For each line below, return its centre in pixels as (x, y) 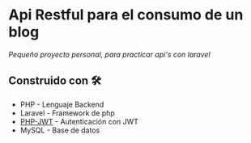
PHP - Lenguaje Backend (62, 104)
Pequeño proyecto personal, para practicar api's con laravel (109, 54)
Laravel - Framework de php (67, 113)
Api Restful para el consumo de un (126, 15)
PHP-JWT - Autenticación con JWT (79, 121)
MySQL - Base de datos (60, 130)
